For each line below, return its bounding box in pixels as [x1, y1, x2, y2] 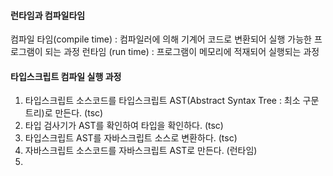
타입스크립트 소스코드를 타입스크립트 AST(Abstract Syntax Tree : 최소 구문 [24, 95, 320, 107]
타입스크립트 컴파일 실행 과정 [10, 70, 122, 82]
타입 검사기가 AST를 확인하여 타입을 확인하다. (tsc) [24, 120, 224, 132]
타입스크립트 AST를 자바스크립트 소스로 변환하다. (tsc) [24, 132, 238, 144]
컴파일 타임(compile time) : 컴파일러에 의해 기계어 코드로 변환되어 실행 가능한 [10, 33, 312, 45]
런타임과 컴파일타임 [10, 9, 86, 21]
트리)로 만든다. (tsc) [24, 107, 104, 119]
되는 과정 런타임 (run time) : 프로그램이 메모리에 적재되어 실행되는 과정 [44, 46, 320, 58]
